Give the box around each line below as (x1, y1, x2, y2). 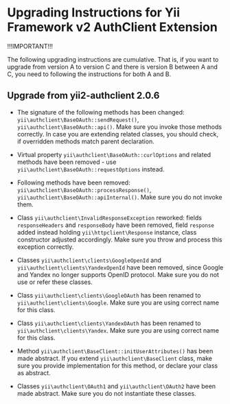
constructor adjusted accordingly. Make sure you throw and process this (16, 235, 223, 243)
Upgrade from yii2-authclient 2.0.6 (7, 90, 160, 102)
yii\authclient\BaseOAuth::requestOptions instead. (16, 165, 165, 173)
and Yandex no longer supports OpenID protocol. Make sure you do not (16, 270, 220, 278)
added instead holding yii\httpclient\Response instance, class (16, 228, 197, 236)
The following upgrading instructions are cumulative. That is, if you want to (7, 55, 219, 63)
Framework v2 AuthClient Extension (7, 19, 218, 35)
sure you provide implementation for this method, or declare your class (16, 361, 218, 370)
